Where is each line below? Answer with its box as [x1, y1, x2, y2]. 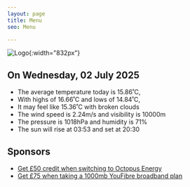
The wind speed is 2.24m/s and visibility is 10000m [17, 110, 166, 119]
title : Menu [7, 17, 42, 24]
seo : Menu [7, 23, 36, 30]
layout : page [7, 10, 46, 18]
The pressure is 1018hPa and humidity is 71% [17, 117, 148, 127]
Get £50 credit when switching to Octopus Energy [17, 165, 163, 172]
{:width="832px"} [29, 49, 81, 57]
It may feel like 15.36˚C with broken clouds [17, 103, 140, 111]
